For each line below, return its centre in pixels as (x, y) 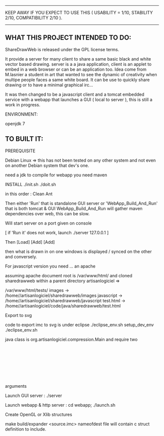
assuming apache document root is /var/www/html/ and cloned (69, 275)
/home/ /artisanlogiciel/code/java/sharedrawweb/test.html (63, 306)
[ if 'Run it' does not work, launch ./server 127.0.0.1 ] (57, 232)
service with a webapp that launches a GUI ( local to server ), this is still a (79, 99)
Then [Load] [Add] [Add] (30, 242)
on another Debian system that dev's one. (47, 165)
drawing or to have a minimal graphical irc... (49, 85)
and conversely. (21, 256)
